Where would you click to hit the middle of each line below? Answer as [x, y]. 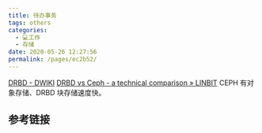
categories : [28, 30]
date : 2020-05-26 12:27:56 [53, 52]
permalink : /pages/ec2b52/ [53, 60]
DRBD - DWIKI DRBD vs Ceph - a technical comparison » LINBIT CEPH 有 [128, 83]
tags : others [30, 23]
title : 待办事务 [32, 15]
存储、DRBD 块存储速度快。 [60, 92]
